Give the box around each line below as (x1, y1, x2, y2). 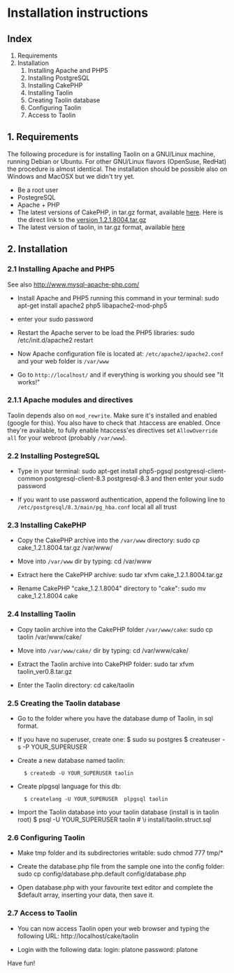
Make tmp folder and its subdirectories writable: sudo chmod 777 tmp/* (17, 849, 224, 857)
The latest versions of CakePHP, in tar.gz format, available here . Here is (17, 208, 224, 216)
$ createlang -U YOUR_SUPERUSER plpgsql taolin (24, 795, 168, 803)
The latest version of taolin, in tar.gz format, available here (17, 223, 185, 231)
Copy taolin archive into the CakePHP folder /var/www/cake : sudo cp (17, 625, 213, 633)
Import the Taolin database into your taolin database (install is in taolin (17, 808, 219, 816)
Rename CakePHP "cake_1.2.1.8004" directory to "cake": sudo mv (17, 584, 206, 593)
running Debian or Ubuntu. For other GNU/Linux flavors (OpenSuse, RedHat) (7, 157, 227, 165)
